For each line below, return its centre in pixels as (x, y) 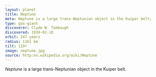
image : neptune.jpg (25, 51)
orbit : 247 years (23, 37)
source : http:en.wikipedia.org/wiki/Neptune (51, 55)
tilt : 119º (16, 46)
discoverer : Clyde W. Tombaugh (37, 28)
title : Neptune (21, 14)
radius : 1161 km (22, 42)
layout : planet (21, 10)
